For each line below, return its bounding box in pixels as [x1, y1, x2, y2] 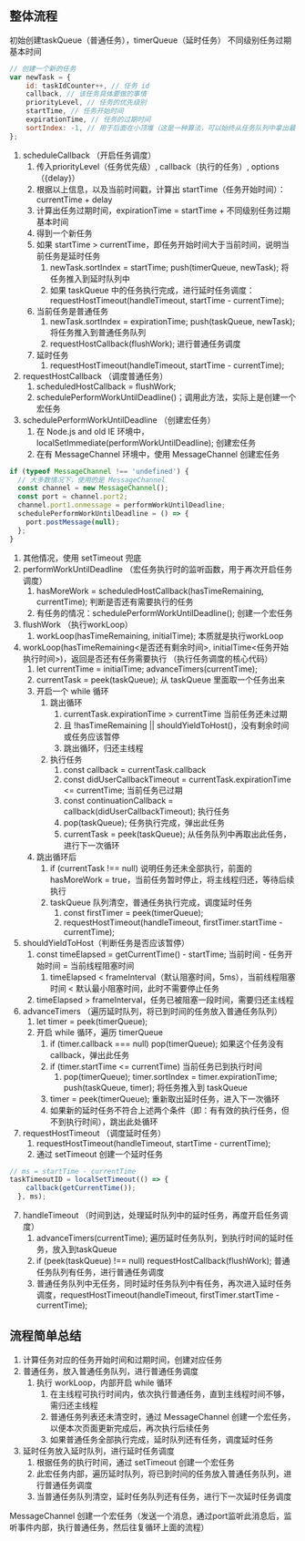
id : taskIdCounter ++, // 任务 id [25, 81, 150, 90]
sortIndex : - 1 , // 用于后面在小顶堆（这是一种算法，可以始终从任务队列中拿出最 [25, 123, 296, 132]
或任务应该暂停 [63, 731, 120, 742]
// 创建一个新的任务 [9, 64, 76, 73]
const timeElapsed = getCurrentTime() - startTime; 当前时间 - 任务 [36, 949, 285, 960]
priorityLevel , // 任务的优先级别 [25, 98, 147, 108]
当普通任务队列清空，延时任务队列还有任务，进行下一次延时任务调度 [36, 1491, 292, 1502]
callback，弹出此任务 [49, 1049, 130, 1060]
